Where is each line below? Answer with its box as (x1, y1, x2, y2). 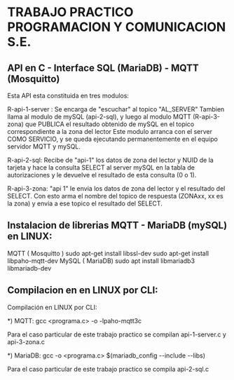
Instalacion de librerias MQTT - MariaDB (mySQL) (7, 219, 228, 231)
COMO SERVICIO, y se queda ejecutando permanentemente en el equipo (7, 135, 219, 143)
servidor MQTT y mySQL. (7, 142, 81, 151)
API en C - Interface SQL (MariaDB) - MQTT (7, 62, 200, 74)
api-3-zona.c (7, 337, 46, 346)
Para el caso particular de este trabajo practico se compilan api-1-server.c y (7, 330, 226, 339)
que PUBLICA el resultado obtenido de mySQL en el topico (25, 120, 195, 128)
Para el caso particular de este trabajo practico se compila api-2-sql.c (7, 365, 209, 373)
